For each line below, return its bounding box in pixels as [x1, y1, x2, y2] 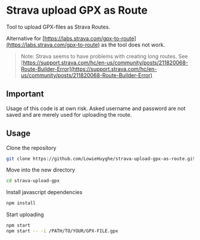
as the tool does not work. [101, 41, 165, 48]
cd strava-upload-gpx [6, 178, 60, 184]
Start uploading [6, 211, 44, 218]
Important [6, 89, 44, 99]
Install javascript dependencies [6, 189, 83, 196]
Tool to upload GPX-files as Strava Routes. [6, 23, 111, 30]
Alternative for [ [6, 35, 45, 42]
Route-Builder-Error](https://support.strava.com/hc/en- [20, 65, 157, 72]
